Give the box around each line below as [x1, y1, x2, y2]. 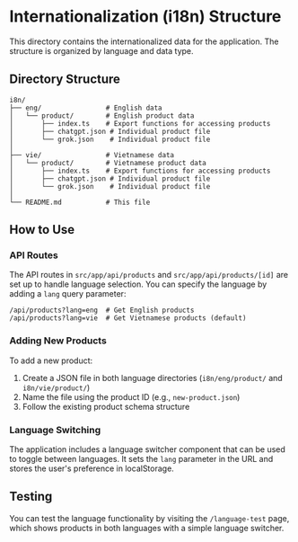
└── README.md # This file [9, 198, 151, 207]
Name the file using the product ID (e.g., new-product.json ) [22, 391, 241, 402]
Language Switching [9, 423, 101, 436]
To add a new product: [9, 355, 93, 366]
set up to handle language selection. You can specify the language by [9, 279, 267, 289]
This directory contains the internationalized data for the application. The [9, 36, 279, 47]
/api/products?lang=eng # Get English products [9, 306, 195, 315]
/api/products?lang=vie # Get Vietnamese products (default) [9, 314, 247, 323]
